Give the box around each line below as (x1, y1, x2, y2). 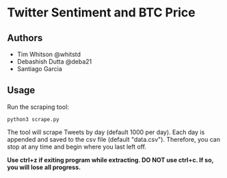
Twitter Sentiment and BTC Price (7, 5, 196, 21)
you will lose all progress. (7, 163, 81, 171)
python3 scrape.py (7, 116, 59, 123)
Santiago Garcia (16, 65, 63, 73)
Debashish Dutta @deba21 (16, 58, 92, 66)
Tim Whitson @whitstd (16, 50, 81, 58)
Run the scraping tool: (7, 103, 70, 111)
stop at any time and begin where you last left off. (7, 142, 147, 151)
